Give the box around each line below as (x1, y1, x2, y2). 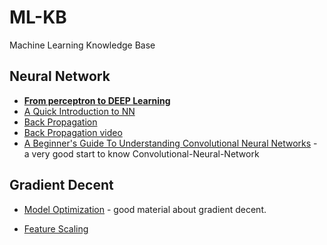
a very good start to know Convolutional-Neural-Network (23, 147, 260, 160)
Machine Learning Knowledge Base (9, 39, 156, 51)
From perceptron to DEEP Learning (23, 94, 171, 106)
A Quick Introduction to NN (23, 105, 136, 117)
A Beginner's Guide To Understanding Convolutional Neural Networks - (23, 137, 318, 149)
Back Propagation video (23, 126, 123, 138)
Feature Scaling (23, 222, 89, 235)
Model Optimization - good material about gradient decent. (23, 203, 267, 215)
